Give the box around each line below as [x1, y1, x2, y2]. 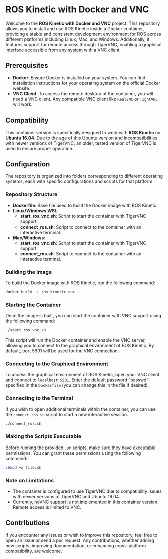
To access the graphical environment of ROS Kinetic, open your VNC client [5, 372, 160, 378]
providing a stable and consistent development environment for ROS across [5, 31, 161, 37]
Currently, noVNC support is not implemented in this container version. [12, 499, 159, 505]
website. [12, 85, 31, 91]
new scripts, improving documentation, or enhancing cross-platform [5, 542, 146, 548]
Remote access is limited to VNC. [12, 504, 82, 510]
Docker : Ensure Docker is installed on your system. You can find [12, 74, 146, 81]
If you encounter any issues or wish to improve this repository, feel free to [5, 532, 158, 538]
